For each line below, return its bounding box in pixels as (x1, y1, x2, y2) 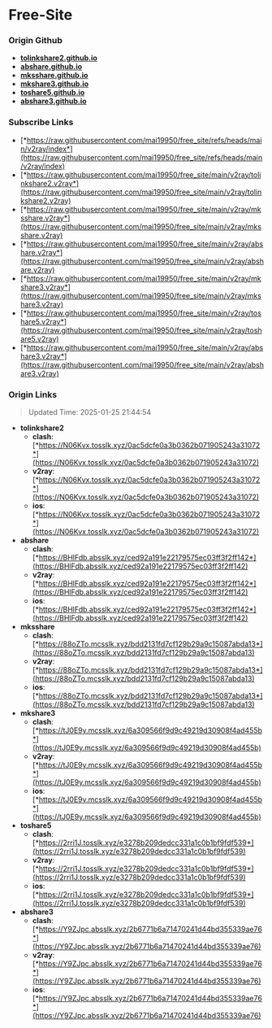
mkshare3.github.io (19, 79, 89, 89)
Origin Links (8, 389, 58, 400)
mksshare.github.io (19, 71, 89, 81)
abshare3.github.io (19, 96, 87, 107)
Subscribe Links (8, 116, 74, 128)
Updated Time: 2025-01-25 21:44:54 (28, 407, 152, 417)
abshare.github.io (19, 62, 83, 72)
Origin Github (8, 35, 63, 46)
